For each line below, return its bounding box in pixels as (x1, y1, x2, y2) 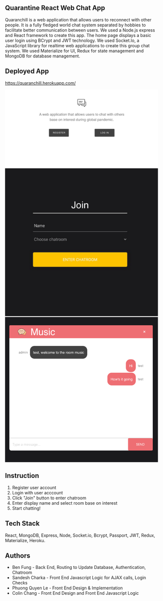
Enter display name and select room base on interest (12, 500, 117, 506)
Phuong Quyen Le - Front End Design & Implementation (12, 585, 123, 591)
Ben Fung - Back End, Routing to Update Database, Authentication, (12, 565, 146, 570)
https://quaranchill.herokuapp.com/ (5, 80, 76, 86)
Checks (12, 580, 28, 586)
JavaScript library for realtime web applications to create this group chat (5, 42, 150, 48)
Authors (5, 551, 31, 560)
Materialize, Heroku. (5, 537, 46, 543)
